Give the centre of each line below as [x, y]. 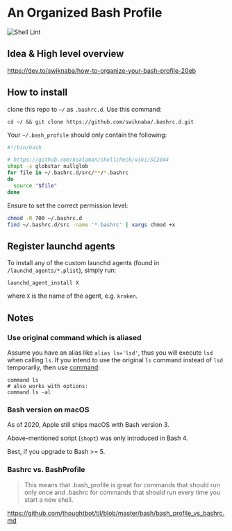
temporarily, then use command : [54, 367]
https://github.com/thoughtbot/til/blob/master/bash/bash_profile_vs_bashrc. [116, 513]
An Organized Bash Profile [85, 13]
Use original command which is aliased [74, 337]
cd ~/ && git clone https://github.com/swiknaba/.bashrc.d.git [101, 122]
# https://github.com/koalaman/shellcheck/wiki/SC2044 [88, 160]
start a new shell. [49, 499]
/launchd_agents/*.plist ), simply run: [62, 270]
